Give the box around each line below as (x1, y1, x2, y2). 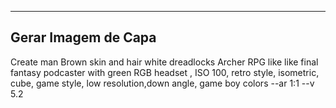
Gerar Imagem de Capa (10, 29, 157, 46)
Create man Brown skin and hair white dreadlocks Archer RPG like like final (10, 56, 319, 68)
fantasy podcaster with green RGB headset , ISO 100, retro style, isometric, (10, 66, 320, 78)
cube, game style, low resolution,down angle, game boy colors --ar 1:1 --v (10, 77, 315, 89)
